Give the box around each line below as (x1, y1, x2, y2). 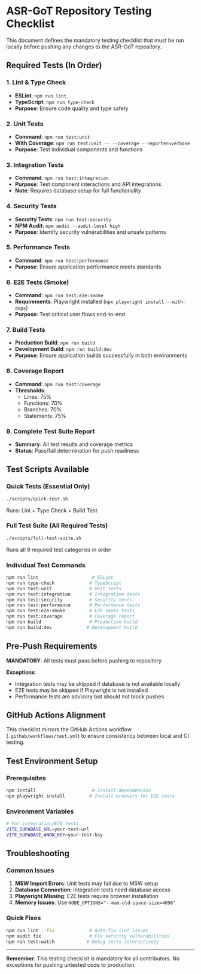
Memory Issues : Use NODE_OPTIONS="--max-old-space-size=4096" (14, 899, 176, 906)
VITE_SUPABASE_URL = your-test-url (6, 826, 90, 832)
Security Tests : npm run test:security (14, 215, 112, 222)
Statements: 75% (23, 412, 67, 419)
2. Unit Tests (6, 120, 44, 128)
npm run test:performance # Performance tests (6, 602, 141, 608)
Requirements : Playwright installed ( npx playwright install (14, 298, 165, 306)
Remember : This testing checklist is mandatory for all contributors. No (6, 955, 180, 962)
